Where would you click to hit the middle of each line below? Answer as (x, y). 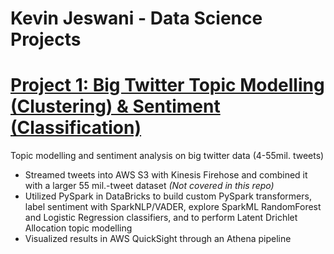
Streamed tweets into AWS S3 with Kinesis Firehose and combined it (166, 175)
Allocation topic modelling (78, 228)
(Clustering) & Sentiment (115, 106)
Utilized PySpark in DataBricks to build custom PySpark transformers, (168, 196)
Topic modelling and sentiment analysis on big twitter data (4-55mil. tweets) (167, 156)
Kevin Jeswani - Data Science (136, 18)
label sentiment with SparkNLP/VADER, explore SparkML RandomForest (173, 207)
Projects (46, 39)
